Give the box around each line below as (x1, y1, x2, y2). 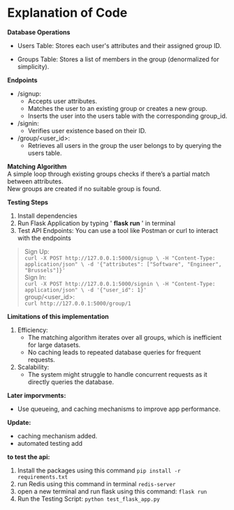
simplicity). (17, 62, 50, 70)
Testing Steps (7, 197, 49, 207)
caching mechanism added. (17, 431, 98, 440)
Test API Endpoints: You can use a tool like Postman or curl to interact (17, 226, 219, 234)
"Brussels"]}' (24, 267, 66, 273)
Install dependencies (17, 211, 78, 220)
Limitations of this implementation (7, 312, 110, 320)
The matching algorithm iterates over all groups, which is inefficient (27, 333, 222, 341)
